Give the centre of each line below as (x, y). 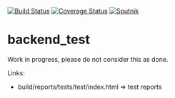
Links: (16, 73)
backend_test (49, 40)
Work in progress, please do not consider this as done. (88, 59)
